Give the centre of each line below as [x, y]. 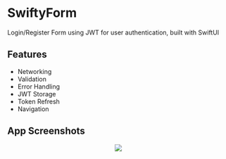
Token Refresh [38, 101]
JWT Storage [37, 94]
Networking [34, 71]
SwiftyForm [42, 13]
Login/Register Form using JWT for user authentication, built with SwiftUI [113, 32]
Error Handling [39, 87]
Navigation [33, 109]
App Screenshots [46, 131]
